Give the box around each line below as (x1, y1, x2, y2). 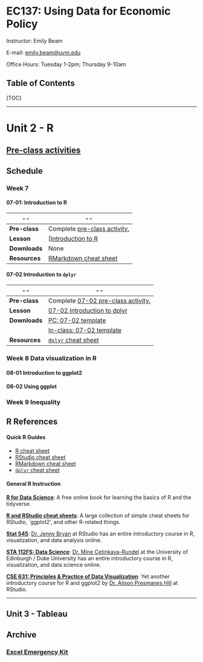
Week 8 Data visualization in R (6, 354, 97, 362)
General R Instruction (6, 480, 61, 488)
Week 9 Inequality (6, 398, 61, 406)
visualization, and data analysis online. (6, 536, 102, 543)
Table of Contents (6, 78, 76, 88)
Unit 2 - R (6, 121, 54, 134)
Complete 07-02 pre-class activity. (48, 297, 151, 305)
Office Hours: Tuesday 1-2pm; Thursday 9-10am (6, 61, 126, 68)
